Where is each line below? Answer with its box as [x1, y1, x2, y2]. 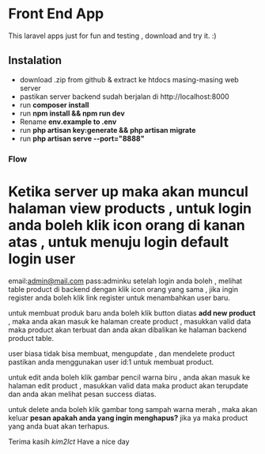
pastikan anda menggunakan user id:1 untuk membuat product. [8, 357, 214, 366]
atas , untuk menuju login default [8, 233, 229, 251]
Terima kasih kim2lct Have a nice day [8, 437, 130, 446]
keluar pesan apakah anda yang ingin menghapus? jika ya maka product [8, 413, 248, 422]
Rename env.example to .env [19, 116, 117, 127]
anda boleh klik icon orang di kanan [8, 216, 245, 234]
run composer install [19, 100, 89, 109]
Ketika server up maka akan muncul [8, 183, 249, 200]
